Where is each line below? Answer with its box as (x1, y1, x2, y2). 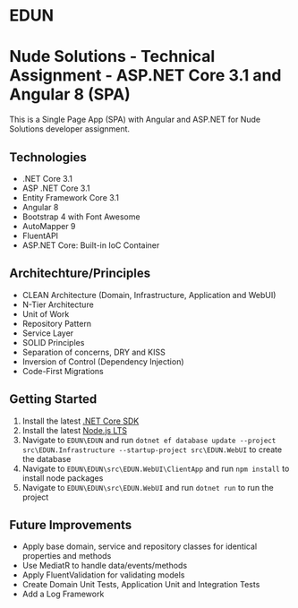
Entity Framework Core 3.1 (21, 192, 119, 202)
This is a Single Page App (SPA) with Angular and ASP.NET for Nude (9, 114, 261, 125)
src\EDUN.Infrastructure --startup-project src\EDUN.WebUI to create (21, 444, 283, 455)
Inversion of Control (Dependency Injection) (21, 355, 185, 367)
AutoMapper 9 (21, 220, 76, 231)
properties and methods (21, 551, 112, 561)
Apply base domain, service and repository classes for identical (21, 541, 258, 552)
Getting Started (9, 391, 98, 407)
